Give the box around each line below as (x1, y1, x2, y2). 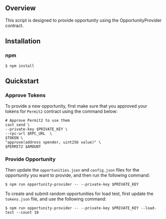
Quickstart (5, 77, 39, 85)
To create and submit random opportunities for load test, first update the (5, 191, 154, 197)
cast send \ (5, 122, 30, 128)
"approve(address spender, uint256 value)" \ (5, 140, 101, 145)
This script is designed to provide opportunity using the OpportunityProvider (5, 17, 162, 23)
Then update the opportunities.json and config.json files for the (5, 167, 140, 173)
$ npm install (5, 63, 35, 68)
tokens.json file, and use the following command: (5, 196, 107, 202)
